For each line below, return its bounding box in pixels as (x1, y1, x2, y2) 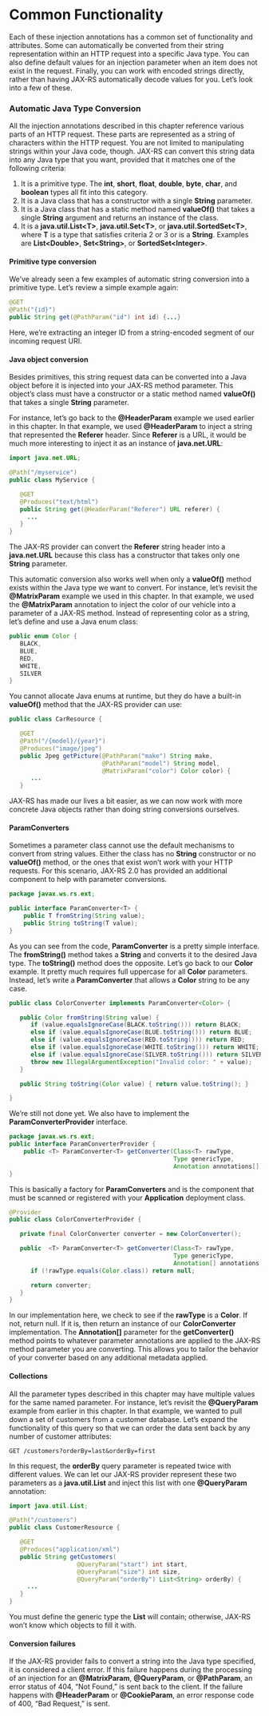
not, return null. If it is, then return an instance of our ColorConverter (9, 1319, 236, 1329)
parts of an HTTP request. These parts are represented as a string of (9, 129, 235, 139)
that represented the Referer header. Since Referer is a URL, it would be (9, 430, 247, 440)
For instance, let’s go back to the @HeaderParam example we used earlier (9, 413, 255, 423)
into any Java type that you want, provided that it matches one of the (9, 155, 236, 165)
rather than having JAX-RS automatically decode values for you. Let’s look (9, 74, 254, 84)
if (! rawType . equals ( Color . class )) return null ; (30, 1266, 196, 1275)
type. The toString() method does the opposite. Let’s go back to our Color (9, 958, 254, 967)
